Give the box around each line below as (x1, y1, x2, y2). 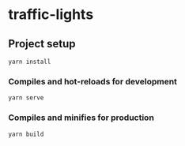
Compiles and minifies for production (8, 112, 154, 123)
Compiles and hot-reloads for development (8, 76, 178, 87)
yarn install (8, 58, 51, 66)
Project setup (8, 37, 77, 51)
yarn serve (8, 94, 44, 102)
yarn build (8, 130, 44, 138)
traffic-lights (8, 6, 94, 24)
